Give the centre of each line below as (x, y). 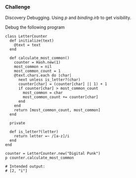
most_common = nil (33, 67)
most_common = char (43, 93)
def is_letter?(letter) (34, 132)
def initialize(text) (32, 41)
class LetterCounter (26, 36)
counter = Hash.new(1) (37, 62)
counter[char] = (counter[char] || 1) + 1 (63, 84)
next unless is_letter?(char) (49, 80)
